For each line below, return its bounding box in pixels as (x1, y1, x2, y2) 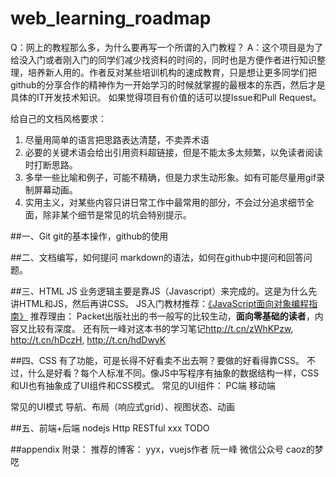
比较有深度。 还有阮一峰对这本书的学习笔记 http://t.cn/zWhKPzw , (27, 322, 294, 334)
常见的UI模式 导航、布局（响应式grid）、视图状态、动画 (10, 400, 236, 412)
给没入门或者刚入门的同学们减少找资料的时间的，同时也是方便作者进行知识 (10, 53, 317, 66)
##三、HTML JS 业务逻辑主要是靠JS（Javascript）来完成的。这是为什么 (10, 285, 309, 297)
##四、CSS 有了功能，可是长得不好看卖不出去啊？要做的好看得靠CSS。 (10, 354, 305, 366)
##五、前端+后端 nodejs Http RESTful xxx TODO (10, 422, 210, 434)
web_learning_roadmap (10, 7, 212, 30)
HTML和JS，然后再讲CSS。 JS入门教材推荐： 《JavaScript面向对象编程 (18, 297, 310, 309)
